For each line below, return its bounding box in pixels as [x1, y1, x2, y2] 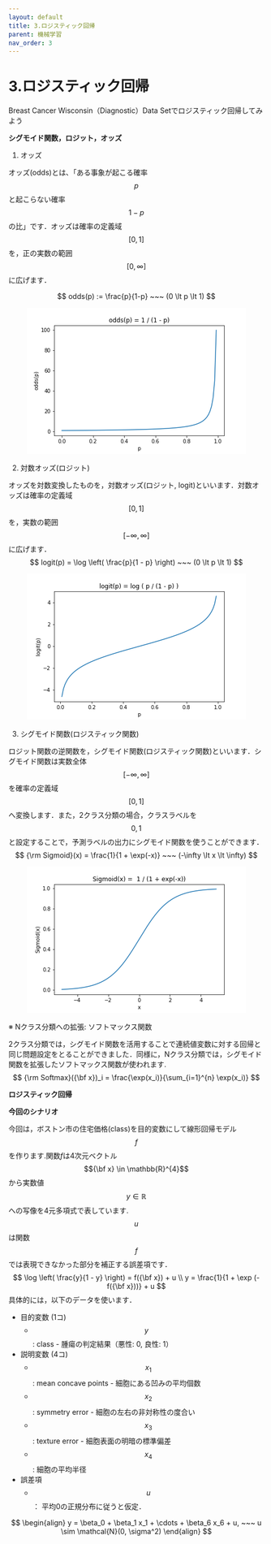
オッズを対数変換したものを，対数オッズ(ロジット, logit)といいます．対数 [8, 480, 252, 491]
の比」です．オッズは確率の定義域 [8, 222, 123, 231]
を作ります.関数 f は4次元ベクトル [8, 1151, 118, 1161]
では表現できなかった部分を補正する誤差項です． [8, 1260, 172, 1269]
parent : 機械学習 [8, 30, 62, 38]
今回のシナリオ [8, 1107, 58, 1117]
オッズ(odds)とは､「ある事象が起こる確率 [8, 167, 148, 178]
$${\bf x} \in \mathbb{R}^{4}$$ [84, 1164, 189, 1174]
